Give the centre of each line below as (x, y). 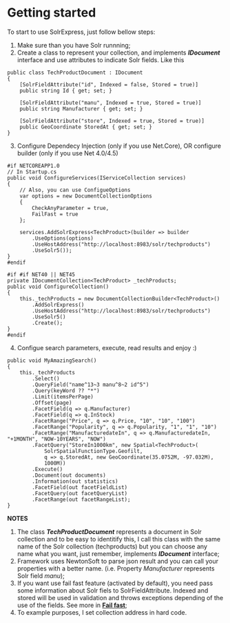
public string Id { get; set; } (66, 90)
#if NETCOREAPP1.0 (33, 166)
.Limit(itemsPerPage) (63, 396)
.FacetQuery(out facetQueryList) (80, 493)
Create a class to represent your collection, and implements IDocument (118, 52)
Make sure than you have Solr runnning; (74, 45)
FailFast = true (55, 214)
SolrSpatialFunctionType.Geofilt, (93, 451)
